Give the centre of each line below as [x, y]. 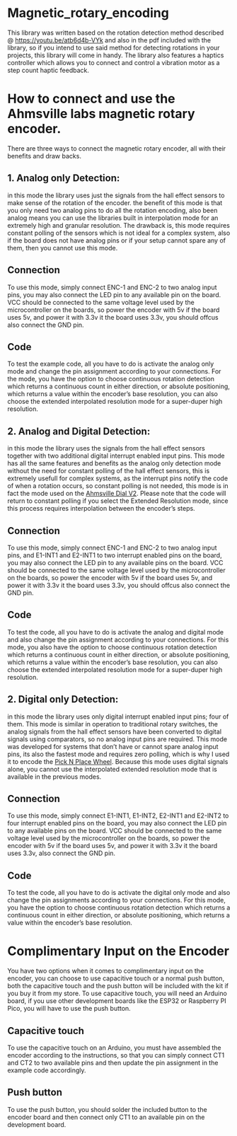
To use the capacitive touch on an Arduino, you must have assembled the [114, 1048]
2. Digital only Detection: [63, 699]
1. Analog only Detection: [64, 178]
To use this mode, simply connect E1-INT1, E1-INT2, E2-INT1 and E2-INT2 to [118, 816]
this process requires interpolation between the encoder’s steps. [102, 509]
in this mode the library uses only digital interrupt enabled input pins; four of [118, 717]
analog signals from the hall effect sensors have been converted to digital [114, 731]
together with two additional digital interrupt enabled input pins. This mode [116, 456]
